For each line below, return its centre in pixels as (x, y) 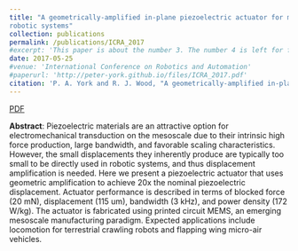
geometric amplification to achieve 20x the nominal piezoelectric (128, 182)
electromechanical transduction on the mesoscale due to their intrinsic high (147, 135)
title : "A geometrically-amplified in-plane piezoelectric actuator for (146, 17)
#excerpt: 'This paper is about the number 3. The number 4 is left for (146, 51)
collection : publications (57, 34)
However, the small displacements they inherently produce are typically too (147, 154)
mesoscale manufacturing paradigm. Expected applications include (132, 220)
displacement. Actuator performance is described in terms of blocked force (147, 192)
